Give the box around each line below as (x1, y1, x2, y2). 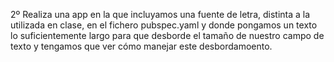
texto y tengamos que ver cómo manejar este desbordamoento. (10, 40, 273, 52)
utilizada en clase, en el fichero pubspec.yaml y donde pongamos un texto (10, 19, 318, 31)
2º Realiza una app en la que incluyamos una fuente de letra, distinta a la (10, 9, 311, 20)
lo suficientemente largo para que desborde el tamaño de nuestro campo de (10, 30, 325, 41)
